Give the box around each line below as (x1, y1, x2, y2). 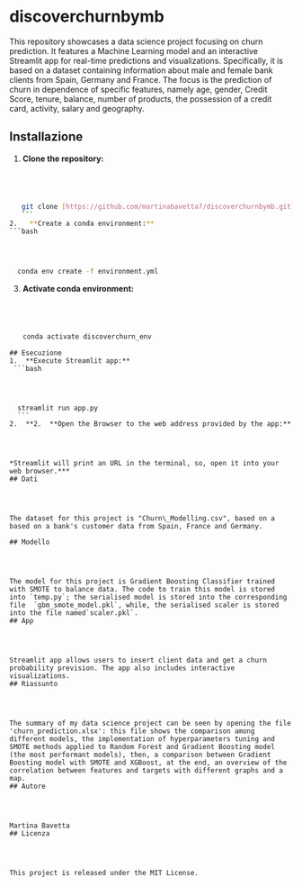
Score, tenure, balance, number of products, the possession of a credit (9, 93, 272, 104)
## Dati (9, 475, 39, 484)
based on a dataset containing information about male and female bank (9, 65, 274, 76)
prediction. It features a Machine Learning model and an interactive (9, 45, 259, 56)
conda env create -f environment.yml (17, 267, 159, 276)
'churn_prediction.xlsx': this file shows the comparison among (9, 727, 255, 736)
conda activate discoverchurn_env (22, 332, 152, 341)
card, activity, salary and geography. (9, 103, 145, 113)
